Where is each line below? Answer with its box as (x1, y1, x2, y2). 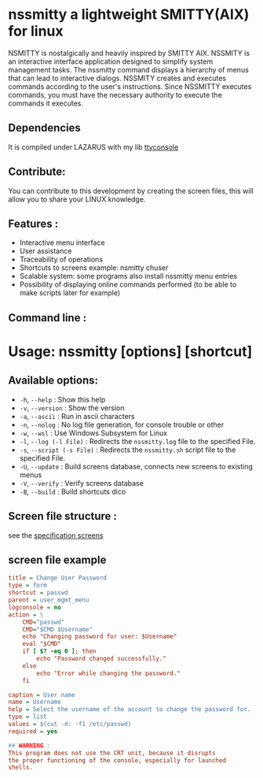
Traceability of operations (19, 254, 104, 265)
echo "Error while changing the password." (36, 669, 181, 677)
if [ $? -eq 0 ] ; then (22, 647, 97, 655)
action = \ (8, 610, 44, 619)
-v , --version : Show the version (19, 403, 125, 413)
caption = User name (8, 691, 76, 698)
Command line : (8, 311, 87, 324)
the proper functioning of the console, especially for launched (8, 756, 226, 765)
